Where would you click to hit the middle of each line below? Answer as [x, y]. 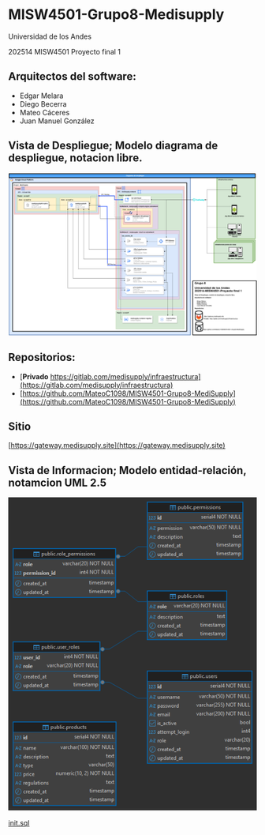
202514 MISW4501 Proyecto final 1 [64, 51]
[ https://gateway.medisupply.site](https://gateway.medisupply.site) [117, 446]
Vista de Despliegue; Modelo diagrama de [113, 146]
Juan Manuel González [57, 121]
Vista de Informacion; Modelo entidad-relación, [127, 470]
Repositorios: [42, 357]
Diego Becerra [43, 103]
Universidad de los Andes [50, 36]
